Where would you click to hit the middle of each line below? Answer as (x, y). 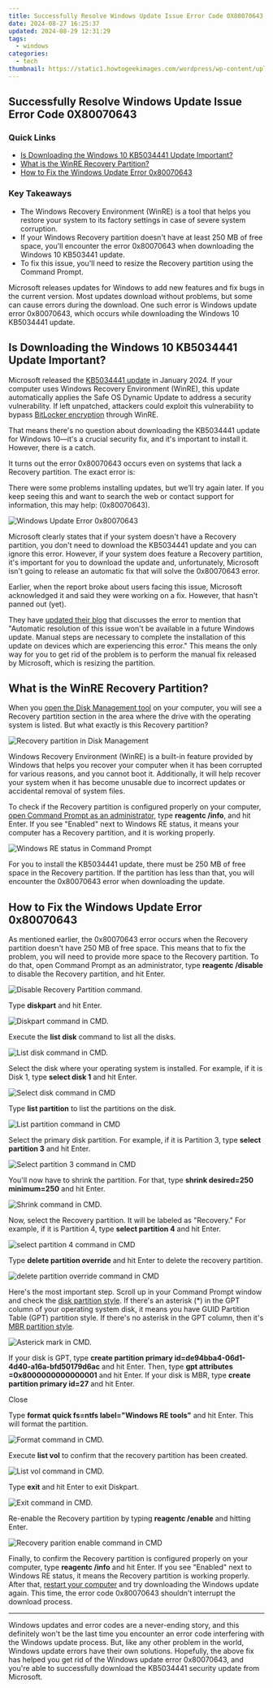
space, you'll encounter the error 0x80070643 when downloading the (137, 245)
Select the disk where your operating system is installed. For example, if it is (136, 1069)
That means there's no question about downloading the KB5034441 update (134, 430)
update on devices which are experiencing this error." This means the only (133, 645)
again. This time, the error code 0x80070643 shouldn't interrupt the (122, 1593)
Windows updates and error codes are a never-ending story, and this (124, 1625)
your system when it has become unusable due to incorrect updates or (127, 783)
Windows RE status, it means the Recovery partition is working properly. (129, 1576)
